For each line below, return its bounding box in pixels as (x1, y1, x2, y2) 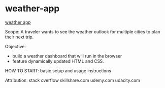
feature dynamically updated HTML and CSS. (12, 58, 104, 64)
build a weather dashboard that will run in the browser (12, 53, 122, 59)
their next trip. (5, 34, 34, 40)
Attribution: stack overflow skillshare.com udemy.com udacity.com (5, 77, 140, 83)
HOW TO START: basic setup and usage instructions (5, 67, 112, 74)
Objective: (5, 43, 26, 49)
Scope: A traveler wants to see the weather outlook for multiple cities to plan (5, 29, 161, 34)
